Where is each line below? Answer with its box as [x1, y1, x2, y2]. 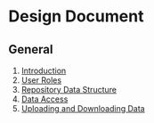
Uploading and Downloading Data [20, 103, 145, 113]
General [8, 42, 54, 57]
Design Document [8, 6, 144, 27]
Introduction [20, 65, 67, 76]
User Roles [20, 75, 62, 86]
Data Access [20, 94, 69, 104]
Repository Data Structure [20, 85, 118, 94]
